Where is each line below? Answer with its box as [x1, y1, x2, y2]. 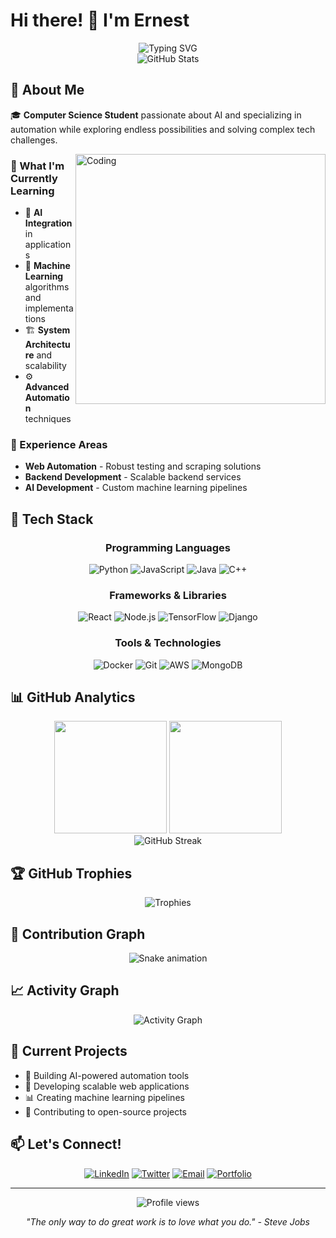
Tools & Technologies [114, 636, 222, 650]
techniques [24, 413, 72, 425]
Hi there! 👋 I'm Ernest [10, 9, 190, 32]
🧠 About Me [10, 82, 85, 99]
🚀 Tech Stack [10, 510, 94, 528]
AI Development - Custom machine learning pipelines [24, 482, 248, 494]
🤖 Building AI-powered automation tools [24, 1069, 190, 1081]
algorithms [24, 281, 70, 293]
